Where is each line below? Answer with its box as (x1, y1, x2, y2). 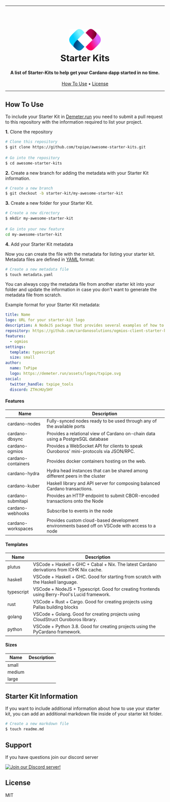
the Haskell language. (32, 579, 78, 585)
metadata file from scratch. (5, 292, 62, 298)
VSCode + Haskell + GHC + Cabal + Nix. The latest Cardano (32, 561, 157, 567)
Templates (5, 541, 28, 547)
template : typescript (10, 350, 56, 355)
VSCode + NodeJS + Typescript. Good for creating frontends (32, 586, 160, 592)
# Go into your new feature (5, 226, 65, 232)
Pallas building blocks (32, 604, 78, 610)
